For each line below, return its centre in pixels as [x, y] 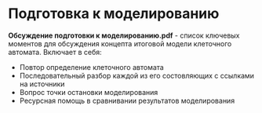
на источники [42, 84]
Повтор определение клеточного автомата [92, 67]
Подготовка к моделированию [114, 14]
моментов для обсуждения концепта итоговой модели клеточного [120, 43]
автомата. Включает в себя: [55, 52]
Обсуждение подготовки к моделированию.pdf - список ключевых [124, 35]
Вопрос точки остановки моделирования [89, 92]
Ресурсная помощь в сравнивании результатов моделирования [127, 100]
